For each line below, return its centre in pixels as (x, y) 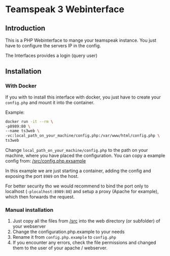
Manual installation (29, 210)
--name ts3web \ (22, 131)
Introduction (25, 28)
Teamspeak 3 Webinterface (65, 9)
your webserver (29, 227)
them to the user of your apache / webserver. (60, 248)
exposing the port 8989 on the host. (42, 176)
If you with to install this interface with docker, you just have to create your (83, 97)
